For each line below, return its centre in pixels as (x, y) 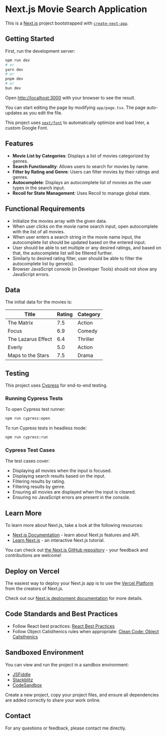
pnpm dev (14, 79)
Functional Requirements (45, 209)
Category (89, 315)
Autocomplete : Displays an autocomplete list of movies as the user (82, 182)
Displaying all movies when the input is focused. (62, 471)
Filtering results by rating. (39, 481)
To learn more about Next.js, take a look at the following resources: (74, 525)
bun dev (13, 88)
